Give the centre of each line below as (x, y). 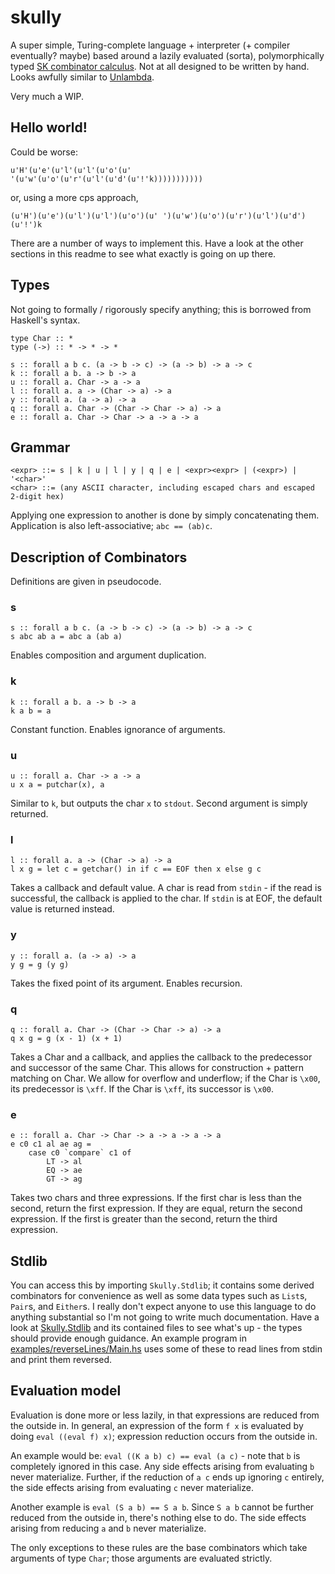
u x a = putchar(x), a (57, 785)
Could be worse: (44, 152)
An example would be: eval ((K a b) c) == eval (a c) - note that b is (155, 1455)
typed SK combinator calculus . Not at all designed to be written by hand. (160, 66)
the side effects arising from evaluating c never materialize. (132, 1487)
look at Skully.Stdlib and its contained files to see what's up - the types (156, 1328)
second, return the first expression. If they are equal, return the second (156, 1208)
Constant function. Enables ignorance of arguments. (118, 729)
